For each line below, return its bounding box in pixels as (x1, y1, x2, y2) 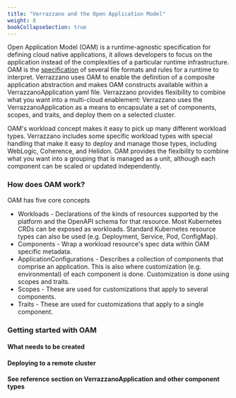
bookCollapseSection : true (7, 23, 87, 30)
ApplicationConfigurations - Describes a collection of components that (17, 254, 224, 263)
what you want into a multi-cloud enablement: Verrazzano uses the (7, 96, 203, 104)
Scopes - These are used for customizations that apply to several (17, 285, 208, 293)
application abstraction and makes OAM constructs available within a (7, 81, 208, 89)
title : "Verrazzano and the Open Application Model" (7, 10, 166, 18)
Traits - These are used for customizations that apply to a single (17, 300, 204, 308)
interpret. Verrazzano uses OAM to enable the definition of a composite (7, 73, 216, 81)
